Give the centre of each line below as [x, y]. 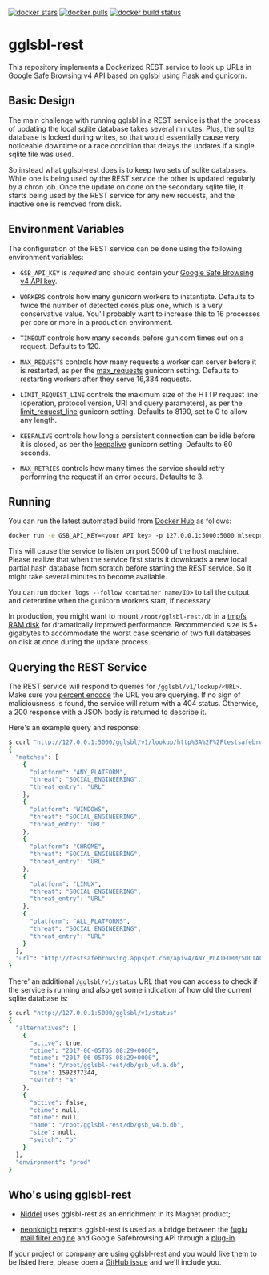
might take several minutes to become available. [88, 577]
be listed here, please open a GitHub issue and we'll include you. [115, 1262]
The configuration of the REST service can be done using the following [125, 248]
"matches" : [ [37, 757]
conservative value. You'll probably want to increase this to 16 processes [140, 314]
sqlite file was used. [41, 154]
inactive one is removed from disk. [65, 204]
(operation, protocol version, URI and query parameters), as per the [131, 403]
